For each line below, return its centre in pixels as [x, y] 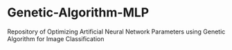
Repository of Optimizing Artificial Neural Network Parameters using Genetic [116, 32]
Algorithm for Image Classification [56, 38]
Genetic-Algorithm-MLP [78, 13]
